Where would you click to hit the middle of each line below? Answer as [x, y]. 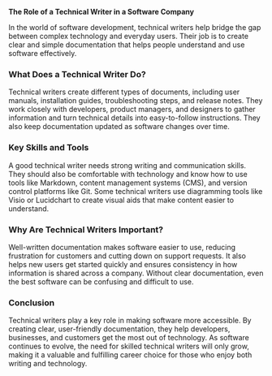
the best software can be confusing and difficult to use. [101, 281]
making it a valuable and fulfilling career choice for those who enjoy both [130, 355]
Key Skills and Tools [49, 148]
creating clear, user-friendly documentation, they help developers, [119, 329]
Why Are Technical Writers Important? [86, 229]
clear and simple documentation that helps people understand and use [127, 45]
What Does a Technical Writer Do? [77, 74]
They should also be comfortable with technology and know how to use [128, 174]
